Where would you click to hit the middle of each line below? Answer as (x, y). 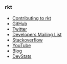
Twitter (20, 29)
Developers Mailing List (37, 35)
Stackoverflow (27, 40)
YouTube (21, 46)
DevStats (22, 56)
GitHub (20, 24)
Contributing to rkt (32, 18)
